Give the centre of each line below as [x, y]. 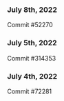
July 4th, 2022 [32, 76]
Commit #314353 [32, 58]
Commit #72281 [30, 91]
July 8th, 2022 [32, 10]
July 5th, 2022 [32, 43]
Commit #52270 [30, 25]
